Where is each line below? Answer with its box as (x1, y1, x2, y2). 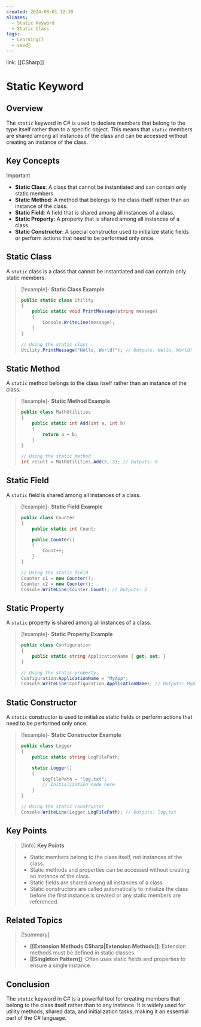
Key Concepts (6, 156, 60, 166)
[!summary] (20, 931, 50, 938)
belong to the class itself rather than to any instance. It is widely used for (6, 1002, 185, 1009)
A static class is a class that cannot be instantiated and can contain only (6, 267, 187, 275)
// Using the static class (20, 341, 89, 348)
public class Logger (20, 743, 72, 749)
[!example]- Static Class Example (20, 285, 105, 293)
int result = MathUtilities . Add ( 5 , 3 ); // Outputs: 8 (20, 459, 159, 465)
